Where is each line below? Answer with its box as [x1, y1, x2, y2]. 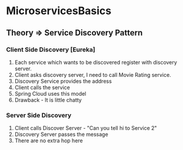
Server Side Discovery [6, 111, 72, 119]
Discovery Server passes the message [14, 131, 109, 138]
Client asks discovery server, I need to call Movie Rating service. [14, 71, 172, 78]
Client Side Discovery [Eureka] [6, 45, 95, 54]
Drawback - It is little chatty [14, 96, 82, 103]
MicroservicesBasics [6, 4, 112, 18]
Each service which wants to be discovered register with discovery [14, 58, 178, 66]
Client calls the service [14, 84, 71, 91]
